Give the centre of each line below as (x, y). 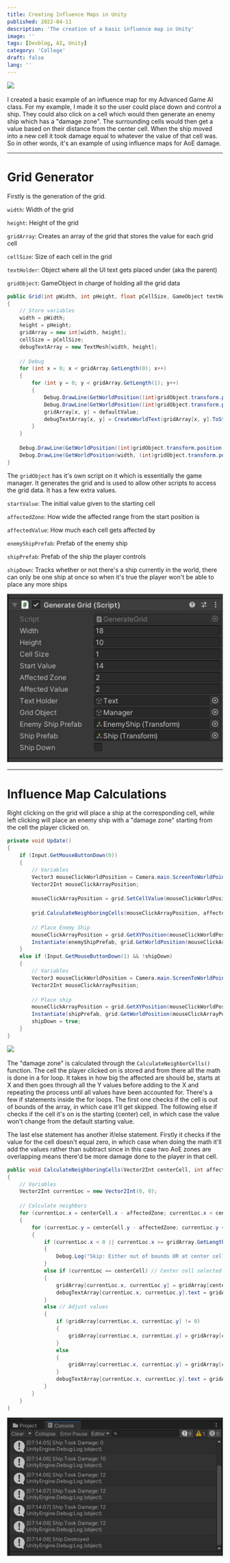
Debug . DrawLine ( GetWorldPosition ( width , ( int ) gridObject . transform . (119, 455)
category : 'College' (37, 51)
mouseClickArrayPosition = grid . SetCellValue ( (99, 899)
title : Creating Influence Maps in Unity (67, 14)
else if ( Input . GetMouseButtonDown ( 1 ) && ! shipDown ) (96, 956)
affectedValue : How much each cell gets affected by (81, 530)
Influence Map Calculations (87, 794)
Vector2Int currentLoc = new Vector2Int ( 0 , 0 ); (88, 1191)
